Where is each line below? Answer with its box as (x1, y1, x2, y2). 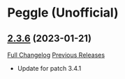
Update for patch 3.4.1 (17, 64, 82, 72)
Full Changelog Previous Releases (7, 51, 105, 59)
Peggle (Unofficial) (7, 5, 119, 21)
